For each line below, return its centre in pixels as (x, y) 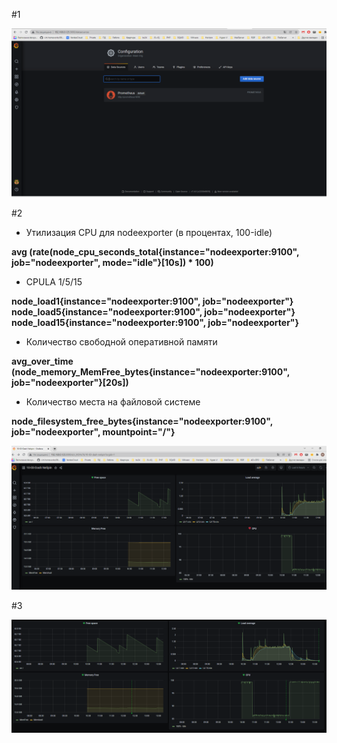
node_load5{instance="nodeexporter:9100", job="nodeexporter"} (153, 311)
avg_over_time (42, 361)
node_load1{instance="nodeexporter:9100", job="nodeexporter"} (152, 301)
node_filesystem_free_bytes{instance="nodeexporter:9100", (142, 421)
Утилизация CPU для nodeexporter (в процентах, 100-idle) (149, 232)
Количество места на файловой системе (113, 401)
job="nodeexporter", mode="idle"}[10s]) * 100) (112, 262)
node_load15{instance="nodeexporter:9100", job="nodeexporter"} (155, 322)
